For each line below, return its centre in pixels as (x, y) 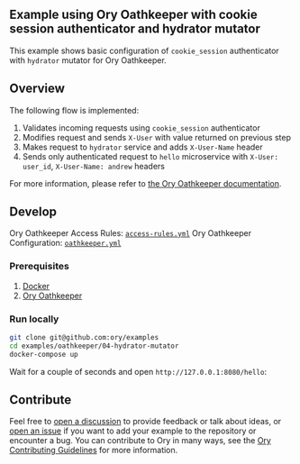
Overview (37, 89)
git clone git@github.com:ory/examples (84, 338)
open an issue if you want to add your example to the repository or (133, 431)
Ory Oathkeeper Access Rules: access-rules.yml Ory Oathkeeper (131, 233)
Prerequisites (39, 267)
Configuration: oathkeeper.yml (65, 243)
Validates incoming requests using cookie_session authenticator (141, 127)
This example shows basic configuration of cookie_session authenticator (144, 50)
